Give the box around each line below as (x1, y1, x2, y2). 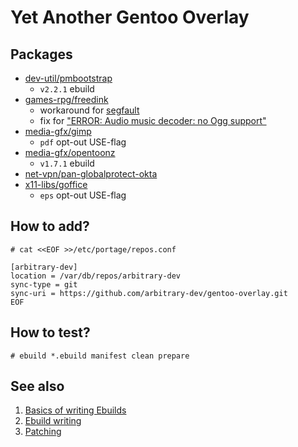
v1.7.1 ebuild (39, 157, 95, 169)
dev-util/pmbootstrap (24, 72, 113, 84)
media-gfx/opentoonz (24, 147, 116, 158)
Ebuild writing (24, 415, 82, 427)
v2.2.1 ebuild (39, 83, 95, 95)
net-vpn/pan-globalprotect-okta (24, 168, 158, 180)
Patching (24, 426, 62, 438)
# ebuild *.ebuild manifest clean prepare (10, 351, 190, 361)
